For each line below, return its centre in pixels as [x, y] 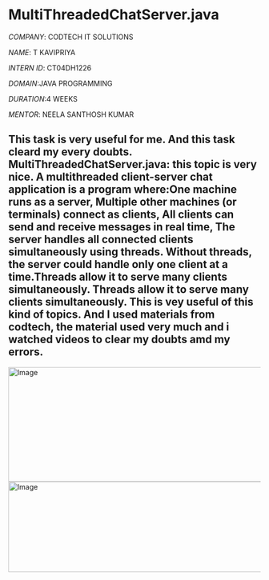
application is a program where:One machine [123, 190]
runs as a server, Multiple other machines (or [123, 202]
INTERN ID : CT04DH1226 [50, 68]
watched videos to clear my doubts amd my [119, 340]
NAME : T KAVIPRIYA [42, 52]
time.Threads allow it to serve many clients [118, 277]
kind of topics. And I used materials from [112, 315]
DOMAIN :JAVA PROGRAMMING [60, 83]
